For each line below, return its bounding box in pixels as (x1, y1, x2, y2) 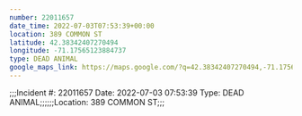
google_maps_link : (9, 63, 78, 72)
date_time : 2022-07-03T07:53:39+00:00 (9, 21, 155, 30)
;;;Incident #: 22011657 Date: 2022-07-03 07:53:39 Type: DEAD (9, 87, 244, 98)
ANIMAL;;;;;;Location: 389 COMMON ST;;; (9, 96, 164, 107)
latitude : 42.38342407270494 (9, 37, 119, 47)
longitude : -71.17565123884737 (9, 46, 127, 55)
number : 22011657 (9, 12, 75, 22)
